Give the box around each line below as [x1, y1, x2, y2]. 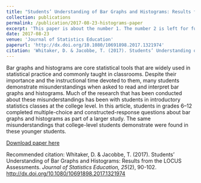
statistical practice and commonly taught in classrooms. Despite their [6, 70, 176, 78]
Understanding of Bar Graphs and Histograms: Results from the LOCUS [6, 157, 182, 164]
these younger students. [6, 127, 67, 135]
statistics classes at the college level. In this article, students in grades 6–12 [6, 102, 193, 109]
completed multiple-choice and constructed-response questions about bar [6, 108, 191, 115]
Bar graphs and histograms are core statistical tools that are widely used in [6, 64, 191, 71]
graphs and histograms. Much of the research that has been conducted [6, 89, 182, 96]
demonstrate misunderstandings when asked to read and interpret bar [6, 83, 179, 90]
